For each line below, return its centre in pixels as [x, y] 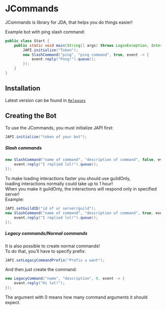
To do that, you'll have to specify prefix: [45, 251]
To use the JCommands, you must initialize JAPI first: [59, 128]
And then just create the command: [41, 270]
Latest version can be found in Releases [45, 100]
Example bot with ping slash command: [45, 32]
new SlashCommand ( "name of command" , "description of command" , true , [79, 213]
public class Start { [27, 41]
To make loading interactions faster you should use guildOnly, [68, 179]
